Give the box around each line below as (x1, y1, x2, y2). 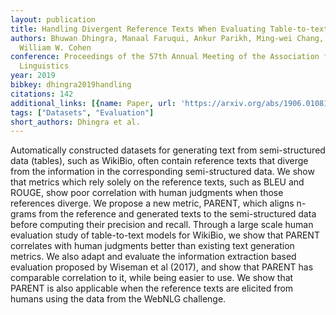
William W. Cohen (19, 42, 92, 53)
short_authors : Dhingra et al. (10, 117, 141, 127)
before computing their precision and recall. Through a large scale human (10, 219, 314, 231)
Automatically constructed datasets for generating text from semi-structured (10, 144, 326, 156)
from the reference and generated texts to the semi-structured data (38, 208, 317, 220)
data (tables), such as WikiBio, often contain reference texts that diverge (10, 155, 309, 167)
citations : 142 (10, 89, 74, 99)
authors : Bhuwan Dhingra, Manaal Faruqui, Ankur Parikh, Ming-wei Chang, (10, 33, 325, 43)
